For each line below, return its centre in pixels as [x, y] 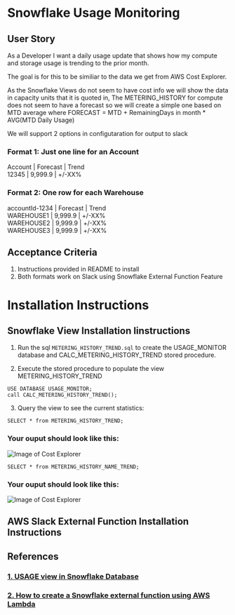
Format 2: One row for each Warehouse [75, 193]
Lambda [21, 604]
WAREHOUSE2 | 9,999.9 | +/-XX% [57, 223]
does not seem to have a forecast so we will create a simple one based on [114, 105]
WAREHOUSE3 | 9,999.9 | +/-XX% [57, 230]
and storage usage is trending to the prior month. [78, 63]
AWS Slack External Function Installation [98, 521]
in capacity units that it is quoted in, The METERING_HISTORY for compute [115, 97]
